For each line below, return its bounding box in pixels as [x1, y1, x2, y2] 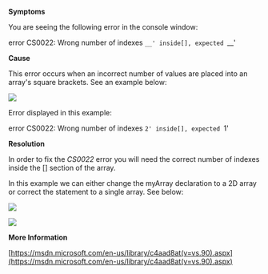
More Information [8, 232, 68, 242]
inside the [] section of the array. [8, 163, 116, 172]
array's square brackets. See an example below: [8, 78, 167, 87]
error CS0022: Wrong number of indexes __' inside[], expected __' [8, 38, 236, 47]
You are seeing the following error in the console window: [8, 22, 198, 31]
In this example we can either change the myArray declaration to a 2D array [8, 179, 258, 187]
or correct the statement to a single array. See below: [8, 187, 184, 196]
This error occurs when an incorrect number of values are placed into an [8, 69, 248, 79]
